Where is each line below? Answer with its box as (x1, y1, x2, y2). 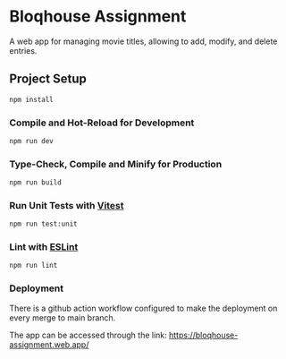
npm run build (9, 178, 63, 187)
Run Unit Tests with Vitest (9, 199, 124, 211)
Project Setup (9, 72, 88, 87)
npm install (9, 95, 54, 104)
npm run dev (9, 136, 54, 145)
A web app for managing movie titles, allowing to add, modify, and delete (9, 36, 278, 47)
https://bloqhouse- (168, 329, 239, 340)
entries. (9, 45, 38, 56)
